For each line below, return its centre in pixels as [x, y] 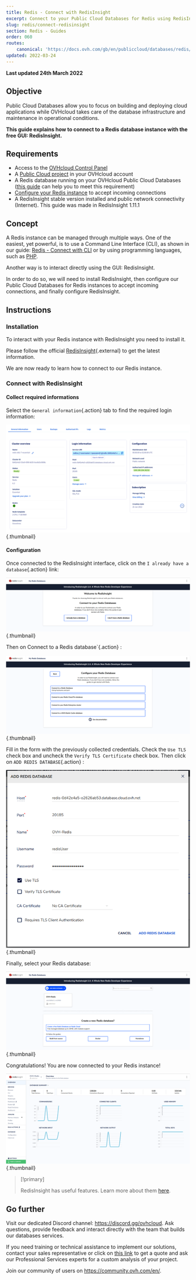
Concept [22, 223]
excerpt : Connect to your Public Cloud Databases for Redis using [88, 18]
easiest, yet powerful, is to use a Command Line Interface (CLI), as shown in [98, 244]
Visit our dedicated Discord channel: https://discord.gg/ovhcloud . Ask [90, 1223]
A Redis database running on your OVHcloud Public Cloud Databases [98, 180]
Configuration [23, 550]
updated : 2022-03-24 [31, 56]
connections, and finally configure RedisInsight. [63, 291]
